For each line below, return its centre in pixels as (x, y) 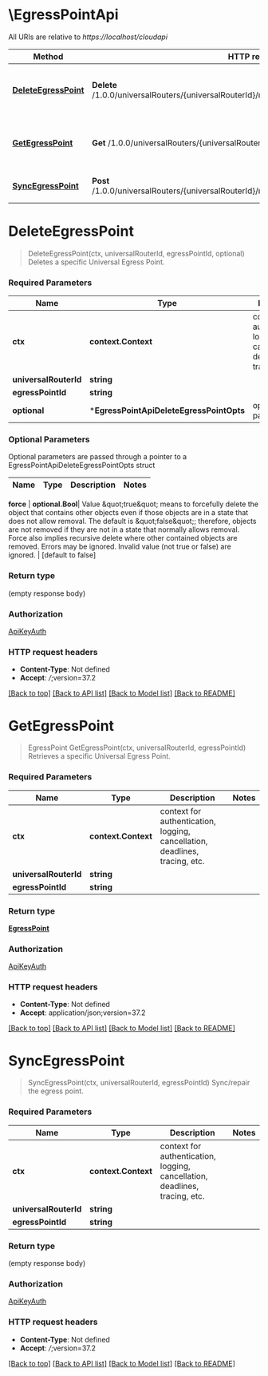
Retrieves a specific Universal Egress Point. (99, 756)
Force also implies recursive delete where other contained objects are (123, 538)
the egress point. (55, 1091)
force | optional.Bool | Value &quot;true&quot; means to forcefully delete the (134, 504)
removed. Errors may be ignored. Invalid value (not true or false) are (120, 547)
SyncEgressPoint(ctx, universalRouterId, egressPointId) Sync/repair (139, 1083)
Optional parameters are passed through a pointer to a (98, 457)
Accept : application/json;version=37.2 (83, 1013)
